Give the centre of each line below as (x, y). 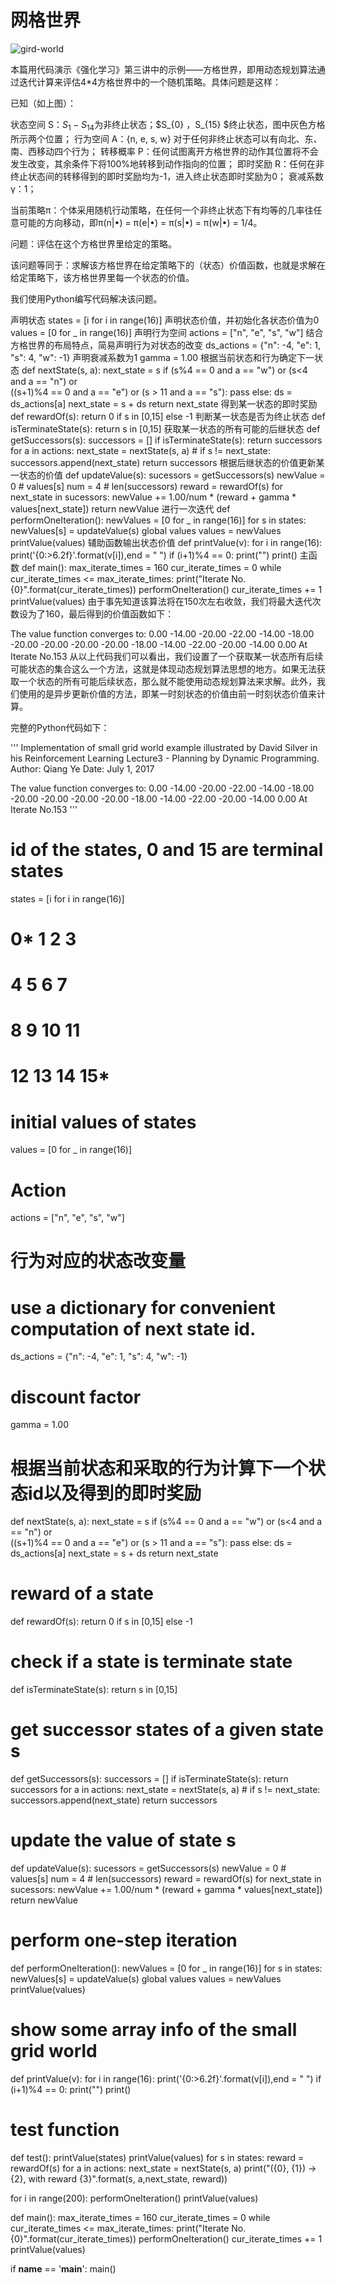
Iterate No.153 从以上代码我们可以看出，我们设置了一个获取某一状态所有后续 (167, 656)
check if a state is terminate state (151, 1662)
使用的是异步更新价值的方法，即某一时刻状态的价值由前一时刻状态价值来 (167, 693)
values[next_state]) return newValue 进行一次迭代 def (120, 508)
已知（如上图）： (43, 103)
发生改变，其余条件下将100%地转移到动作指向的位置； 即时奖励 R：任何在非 (167, 163)
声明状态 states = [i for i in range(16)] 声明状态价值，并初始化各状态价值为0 (165, 320)
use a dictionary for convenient (143, 1307)
